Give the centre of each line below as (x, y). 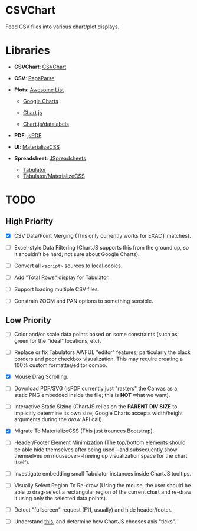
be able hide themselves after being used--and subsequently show (96, 450)
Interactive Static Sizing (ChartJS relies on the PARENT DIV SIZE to (96, 407)
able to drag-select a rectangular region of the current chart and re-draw (103, 492)
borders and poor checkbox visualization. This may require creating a (98, 359)
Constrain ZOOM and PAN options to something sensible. (84, 301)
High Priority (29, 222)
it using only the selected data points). (60, 498)
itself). (22, 462)
